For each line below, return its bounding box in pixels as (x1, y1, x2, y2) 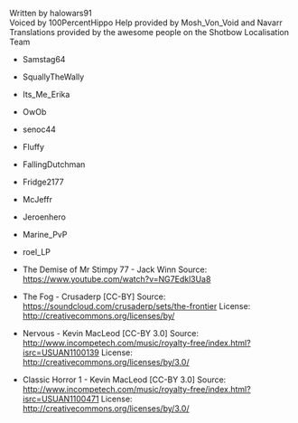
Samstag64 (22, 54, 66, 64)
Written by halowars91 (9, 8, 92, 18)
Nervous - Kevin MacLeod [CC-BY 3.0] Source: (22, 328, 200, 338)
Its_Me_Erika (22, 89, 70, 99)
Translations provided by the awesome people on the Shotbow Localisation (9, 27, 289, 37)
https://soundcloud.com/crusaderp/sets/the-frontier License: (22, 301, 251, 311)
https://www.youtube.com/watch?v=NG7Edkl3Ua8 (22, 274, 211, 284)
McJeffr (22, 194, 52, 204)
